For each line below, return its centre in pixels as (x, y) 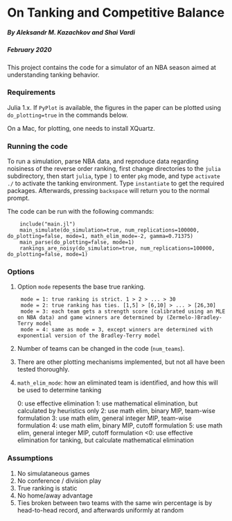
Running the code (37, 146)
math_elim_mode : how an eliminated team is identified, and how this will (117, 383)
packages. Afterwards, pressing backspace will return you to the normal (108, 191)
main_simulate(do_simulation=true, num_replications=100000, (109, 230)
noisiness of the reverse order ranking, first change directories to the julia (114, 169)
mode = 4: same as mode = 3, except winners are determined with (117, 330)
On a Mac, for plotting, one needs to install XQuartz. (81, 128)
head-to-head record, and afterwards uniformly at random (100, 510)
